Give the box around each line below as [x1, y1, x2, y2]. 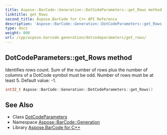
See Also [5, 101, 33, 109]
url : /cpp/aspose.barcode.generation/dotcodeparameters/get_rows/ [5, 35, 146, 40]
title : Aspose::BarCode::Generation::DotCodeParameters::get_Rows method [5, 7, 162, 12]
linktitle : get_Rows [5, 12, 48, 17]
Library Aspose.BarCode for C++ [12, 125, 81, 131]
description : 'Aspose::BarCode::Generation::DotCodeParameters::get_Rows [5, 21, 162, 26]
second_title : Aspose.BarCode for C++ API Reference [5, 16, 117, 21]
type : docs [5, 26, 28, 31]
